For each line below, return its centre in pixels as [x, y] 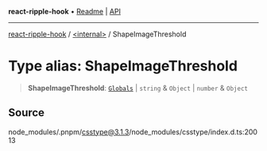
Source [27, 113]
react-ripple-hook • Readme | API [65, 11]
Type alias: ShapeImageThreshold [123, 66]
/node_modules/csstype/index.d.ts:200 [193, 132]
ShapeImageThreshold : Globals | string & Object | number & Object [138, 88]
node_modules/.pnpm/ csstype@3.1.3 [69, 132]
